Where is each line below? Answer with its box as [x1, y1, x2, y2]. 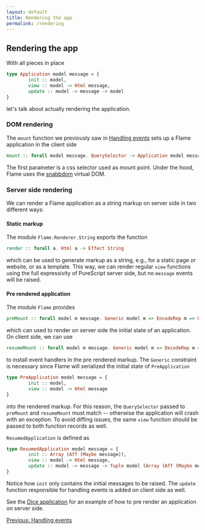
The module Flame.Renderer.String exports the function [6, 233, 148, 241]
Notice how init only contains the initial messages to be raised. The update [6, 479, 196, 487]
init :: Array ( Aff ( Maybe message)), [28, 452, 127, 458]
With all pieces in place [6, 59, 65, 67]
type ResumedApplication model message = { [6, 445, 119, 452]
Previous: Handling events [6, 516, 72, 524]
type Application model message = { [6, 71, 99, 77]
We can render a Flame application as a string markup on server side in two [6, 200, 196, 207]
